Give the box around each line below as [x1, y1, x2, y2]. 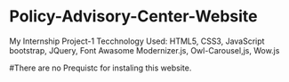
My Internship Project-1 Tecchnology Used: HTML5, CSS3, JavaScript [9, 36, 265, 46]
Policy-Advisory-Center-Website [9, 6, 258, 27]
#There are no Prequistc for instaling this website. [9, 62, 192, 73]
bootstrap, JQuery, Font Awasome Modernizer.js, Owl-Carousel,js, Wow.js [9, 45, 280, 55]
